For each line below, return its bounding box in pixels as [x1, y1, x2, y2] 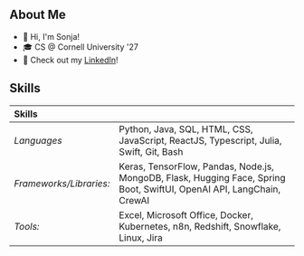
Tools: [14, 220, 40, 232]
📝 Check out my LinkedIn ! [22, 54, 119, 65]
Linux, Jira [119, 231, 163, 243]
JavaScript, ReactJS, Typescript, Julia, [119, 134, 282, 147]
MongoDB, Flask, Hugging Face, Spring [119, 171, 287, 184]
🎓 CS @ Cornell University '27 [22, 41, 138, 52]
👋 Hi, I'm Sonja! [22, 31, 80, 42]
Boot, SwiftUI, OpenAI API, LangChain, [119, 183, 281, 195]
